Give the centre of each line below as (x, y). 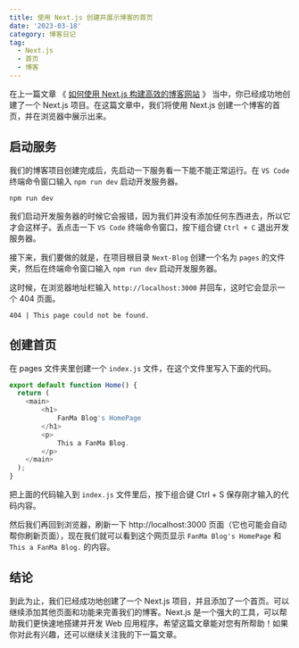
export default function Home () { (74, 385)
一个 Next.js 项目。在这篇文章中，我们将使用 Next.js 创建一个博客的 (149, 104)
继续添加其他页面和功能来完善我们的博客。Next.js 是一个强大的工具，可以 (144, 611)
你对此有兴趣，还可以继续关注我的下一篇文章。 (95, 634)
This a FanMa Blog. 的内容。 (62, 547)
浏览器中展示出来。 (75, 116)
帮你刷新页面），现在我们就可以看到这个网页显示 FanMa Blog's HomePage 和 (145, 536)
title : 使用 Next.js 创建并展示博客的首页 (81, 17)
